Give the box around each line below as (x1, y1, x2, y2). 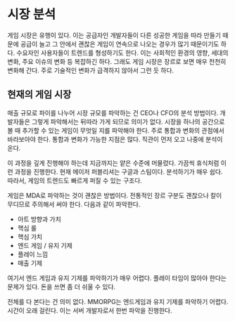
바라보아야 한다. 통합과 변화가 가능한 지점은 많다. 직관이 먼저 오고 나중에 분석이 (7, 135, 223, 143)
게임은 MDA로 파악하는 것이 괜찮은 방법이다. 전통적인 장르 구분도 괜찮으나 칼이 (7, 191, 222, 199)
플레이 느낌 (17, 250, 49, 258)
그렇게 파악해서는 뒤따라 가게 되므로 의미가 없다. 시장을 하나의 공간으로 (31, 117, 225, 126)
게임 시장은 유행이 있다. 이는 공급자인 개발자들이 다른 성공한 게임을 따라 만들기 (7, 31, 222, 39)
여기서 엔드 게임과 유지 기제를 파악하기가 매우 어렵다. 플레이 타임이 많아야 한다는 (7, 273, 227, 282)
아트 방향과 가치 (17, 215, 61, 223)
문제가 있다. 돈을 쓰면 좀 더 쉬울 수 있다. (7, 282, 116, 291)
